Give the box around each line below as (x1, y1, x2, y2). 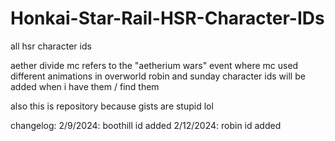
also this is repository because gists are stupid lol (10, 100, 214, 112)
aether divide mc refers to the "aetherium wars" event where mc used (10, 59, 299, 71)
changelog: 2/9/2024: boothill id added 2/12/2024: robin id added (10, 119, 282, 131)
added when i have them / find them (10, 80, 160, 92)
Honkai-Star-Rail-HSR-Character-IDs (10, 7, 325, 30)
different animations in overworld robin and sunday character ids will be (10, 70, 306, 82)
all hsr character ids (10, 40, 92, 52)
